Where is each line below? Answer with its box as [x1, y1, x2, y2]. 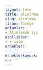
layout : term [5, 7, 32, 12]
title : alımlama [5, 12, 38, 17]
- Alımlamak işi [5, 30, 38, 35]
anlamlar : [5, 26, 25, 31]
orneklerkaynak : [5, 53, 38, 58]
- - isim [5, 39, 23, 44]
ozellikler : [5, 35, 29, 40]
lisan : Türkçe [5, 21, 34, 26]
